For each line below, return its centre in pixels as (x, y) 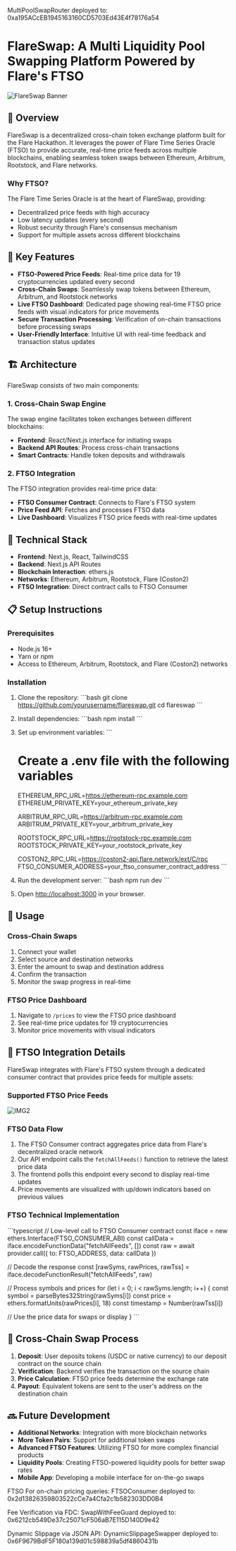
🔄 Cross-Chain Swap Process (73, 1339)
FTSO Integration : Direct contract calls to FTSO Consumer (103, 587)
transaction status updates (56, 341)
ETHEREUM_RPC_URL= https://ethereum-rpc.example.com (103, 795)
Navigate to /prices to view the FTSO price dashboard (97, 1015)
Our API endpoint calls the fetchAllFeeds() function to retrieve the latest (123, 1159)
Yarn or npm (36, 656)
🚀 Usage (26, 916)
